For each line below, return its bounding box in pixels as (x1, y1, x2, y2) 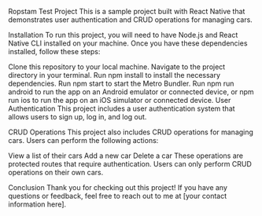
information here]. (8, 200, 67, 209)
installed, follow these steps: (8, 47, 101, 56)
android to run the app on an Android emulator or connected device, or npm (8, 87, 254, 97)
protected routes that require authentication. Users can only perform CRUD (8, 159, 252, 168)
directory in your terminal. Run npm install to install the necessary (8, 71, 221, 79)
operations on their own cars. (8, 168, 104, 177)
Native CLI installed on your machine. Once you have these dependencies (8, 38, 248, 48)
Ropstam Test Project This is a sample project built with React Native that (8, 7, 245, 16)
